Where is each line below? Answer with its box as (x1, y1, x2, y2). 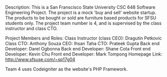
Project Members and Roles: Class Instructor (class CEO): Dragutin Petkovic (5, 35, 162, 41)
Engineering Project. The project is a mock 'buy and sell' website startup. (5, 9, 156, 15)
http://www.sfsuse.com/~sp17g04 (5, 56, 75, 62)
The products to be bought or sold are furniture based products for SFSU (5, 15, 156, 20)
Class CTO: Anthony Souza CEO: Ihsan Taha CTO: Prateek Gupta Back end (5, 40, 160, 46)
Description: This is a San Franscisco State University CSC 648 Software (5, 4, 155, 10)
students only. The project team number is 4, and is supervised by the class (5, 20, 162, 26)
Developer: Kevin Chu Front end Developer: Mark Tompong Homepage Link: (5, 51, 162, 57)
